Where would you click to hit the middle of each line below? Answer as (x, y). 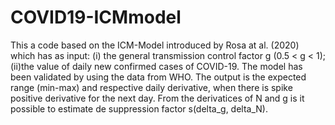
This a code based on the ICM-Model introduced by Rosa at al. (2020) (155, 45)
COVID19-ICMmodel (96, 17)
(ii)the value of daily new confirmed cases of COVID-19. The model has (156, 66)
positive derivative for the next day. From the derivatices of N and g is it (157, 98)
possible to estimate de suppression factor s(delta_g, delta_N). (139, 108)
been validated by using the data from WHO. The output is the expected (158, 77)
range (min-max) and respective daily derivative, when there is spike (151, 87)
